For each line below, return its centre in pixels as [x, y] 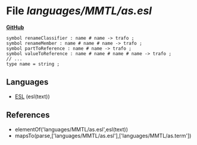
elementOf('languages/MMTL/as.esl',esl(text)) [71, 129]
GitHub [15, 27]
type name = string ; [33, 64]
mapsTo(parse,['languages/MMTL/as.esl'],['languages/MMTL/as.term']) [103, 136]
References [28, 115]
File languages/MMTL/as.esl [79, 11]
